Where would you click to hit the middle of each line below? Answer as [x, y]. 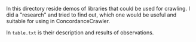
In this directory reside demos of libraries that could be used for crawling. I [98, 9]
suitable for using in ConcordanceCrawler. [58, 21]
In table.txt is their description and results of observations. [80, 33]
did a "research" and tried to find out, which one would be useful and [91, 15]
